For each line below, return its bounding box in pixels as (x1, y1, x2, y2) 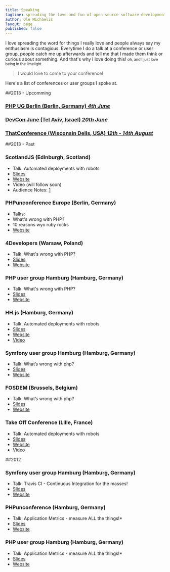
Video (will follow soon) (12, 181, 62, 187)
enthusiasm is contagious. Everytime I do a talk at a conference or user (5, 45, 153, 52)
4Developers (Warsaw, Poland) (5, 240, 83, 247)
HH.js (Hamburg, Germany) (5, 309, 74, 316)
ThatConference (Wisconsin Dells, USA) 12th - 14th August (5, 129, 153, 136)
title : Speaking (5, 7, 39, 13)
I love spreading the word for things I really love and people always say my (5, 40, 161, 46)
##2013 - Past (5, 141, 35, 147)
